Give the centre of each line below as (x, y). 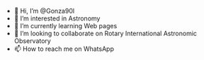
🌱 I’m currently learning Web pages (66, 26)
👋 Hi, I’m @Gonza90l (44, 11)
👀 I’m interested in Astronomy (57, 18)
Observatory (32, 41)
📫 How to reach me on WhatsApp (64, 49)
